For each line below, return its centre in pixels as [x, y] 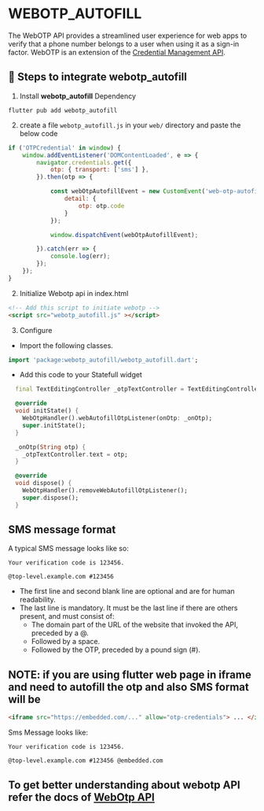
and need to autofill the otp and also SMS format [128, 687]
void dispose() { [44, 483]
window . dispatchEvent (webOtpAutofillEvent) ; [124, 235]
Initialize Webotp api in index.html [74, 293]
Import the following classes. [66, 345]
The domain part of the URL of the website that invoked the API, [134, 625]
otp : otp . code [101, 206]
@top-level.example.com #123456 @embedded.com [86, 761]
